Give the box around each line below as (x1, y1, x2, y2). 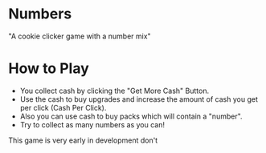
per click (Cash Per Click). (19, 103, 107, 112)
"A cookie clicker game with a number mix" (8, 31, 151, 41)
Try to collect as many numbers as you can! (19, 119, 165, 129)
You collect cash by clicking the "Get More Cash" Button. (19, 86, 210, 95)
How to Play (8, 59, 90, 78)
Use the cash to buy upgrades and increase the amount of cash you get (19, 94, 259, 104)
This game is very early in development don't (8, 135, 158, 145)
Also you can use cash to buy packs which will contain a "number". (19, 111, 243, 121)
